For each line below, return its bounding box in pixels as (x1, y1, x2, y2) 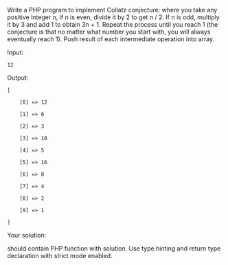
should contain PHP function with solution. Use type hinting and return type (7, 244, 221, 253)
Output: (7, 73, 29, 82)
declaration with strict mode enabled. (7, 252, 113, 260)
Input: (7, 48, 24, 56)
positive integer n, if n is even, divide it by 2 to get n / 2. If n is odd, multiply (7, 13, 220, 21)
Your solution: (7, 231, 47, 239)
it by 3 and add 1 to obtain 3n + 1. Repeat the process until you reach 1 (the (7, 21, 218, 28)
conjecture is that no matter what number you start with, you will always (7, 27, 211, 36)
